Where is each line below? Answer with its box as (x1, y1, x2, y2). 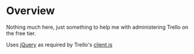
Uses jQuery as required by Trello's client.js (6, 41, 113, 48)
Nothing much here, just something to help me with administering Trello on (6, 23, 189, 31)
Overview (6, 4, 55, 18)
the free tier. (6, 29, 37, 36)
